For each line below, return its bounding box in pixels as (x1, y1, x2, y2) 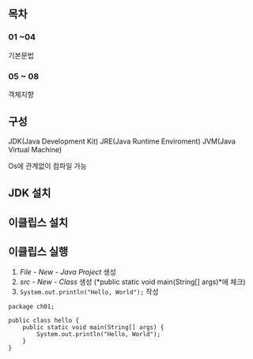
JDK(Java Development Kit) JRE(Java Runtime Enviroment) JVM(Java (8, 136, 236, 146)
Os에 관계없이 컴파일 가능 (8, 161, 87, 170)
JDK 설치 (8, 186, 51, 200)
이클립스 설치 (8, 215, 69, 229)
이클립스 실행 (8, 245, 69, 258)
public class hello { (8, 316, 80, 325)
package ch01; (8, 303, 55, 311)
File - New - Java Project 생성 (19, 267, 117, 277)
